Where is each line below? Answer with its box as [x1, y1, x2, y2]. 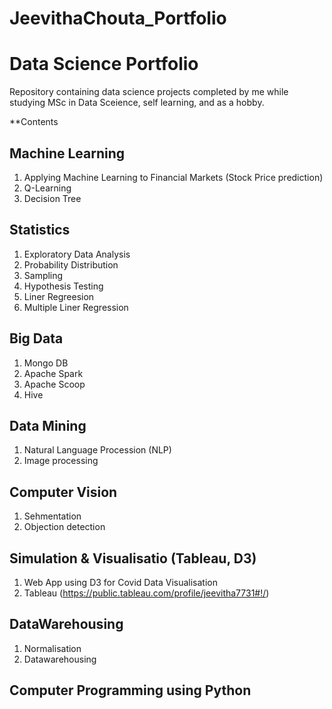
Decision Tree [23, 192, 82, 204]
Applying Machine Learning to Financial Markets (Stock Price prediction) [23, 171, 324, 183]
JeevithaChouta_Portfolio [9, 7, 227, 30]
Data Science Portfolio [9, 53, 199, 76]
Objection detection [23, 521, 106, 533]
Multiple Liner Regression [23, 301, 129, 313]
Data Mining [9, 417, 87, 434]
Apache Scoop [23, 378, 86, 390]
